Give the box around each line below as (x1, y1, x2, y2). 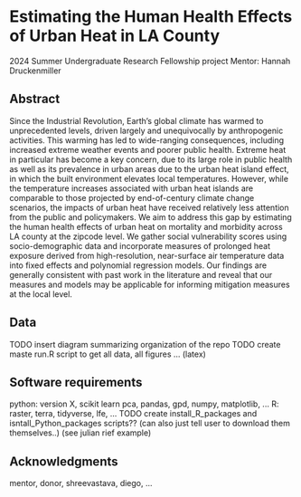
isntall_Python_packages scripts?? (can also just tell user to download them (9, 418, 291, 429)
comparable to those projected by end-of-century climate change (9, 192, 255, 203)
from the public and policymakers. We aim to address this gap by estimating (9, 211, 292, 223)
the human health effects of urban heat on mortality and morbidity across (9, 221, 283, 232)
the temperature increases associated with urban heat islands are (9, 183, 254, 194)
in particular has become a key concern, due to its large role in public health (9, 154, 293, 165)
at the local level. (9, 288, 72, 300)
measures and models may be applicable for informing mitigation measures (9, 279, 291, 290)
